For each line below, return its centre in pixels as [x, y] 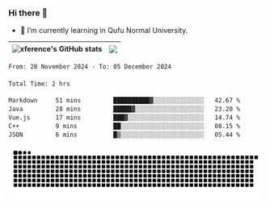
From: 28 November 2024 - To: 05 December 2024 [90, 67]
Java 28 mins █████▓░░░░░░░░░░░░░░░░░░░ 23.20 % [124, 109]
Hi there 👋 [28, 13]
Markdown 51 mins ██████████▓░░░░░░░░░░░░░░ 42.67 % [124, 101]
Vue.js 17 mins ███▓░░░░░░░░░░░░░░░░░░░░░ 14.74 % [124, 118]
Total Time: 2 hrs [39, 84]
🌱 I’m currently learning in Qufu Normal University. [104, 31]
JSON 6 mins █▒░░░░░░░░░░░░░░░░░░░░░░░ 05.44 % [124, 135]
